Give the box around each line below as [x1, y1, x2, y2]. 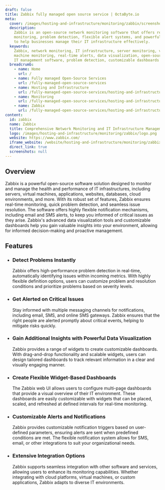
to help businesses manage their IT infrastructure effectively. [14, 39, 151, 44]
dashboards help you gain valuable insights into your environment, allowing [5, 222, 158, 228]
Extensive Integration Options [12, 453, 85, 459]
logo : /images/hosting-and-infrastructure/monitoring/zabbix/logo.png [9, 131, 157, 136]
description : [9, 26, 36, 31]
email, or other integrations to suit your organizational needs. [12, 440, 136, 446]
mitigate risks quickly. [12, 323, 56, 328]
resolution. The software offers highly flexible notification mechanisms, [5, 206, 149, 212]
